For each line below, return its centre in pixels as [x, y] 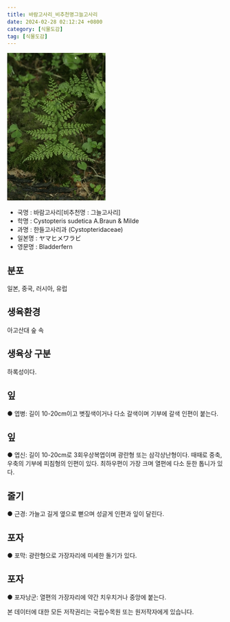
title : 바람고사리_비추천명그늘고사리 [53, 14]
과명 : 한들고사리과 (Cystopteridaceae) [70, 230]
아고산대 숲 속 [26, 330]
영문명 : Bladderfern [45, 247]
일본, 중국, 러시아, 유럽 [37, 288]
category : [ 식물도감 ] [35, 29]
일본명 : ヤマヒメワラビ [49, 238]
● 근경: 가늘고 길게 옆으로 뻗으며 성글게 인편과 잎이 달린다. [86, 514]
